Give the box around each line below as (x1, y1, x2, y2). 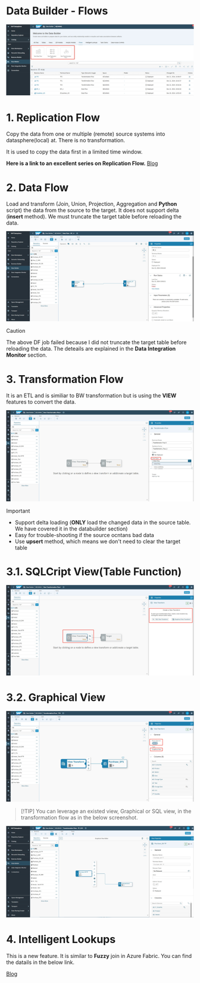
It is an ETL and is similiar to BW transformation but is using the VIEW (6, 392, 177, 400)
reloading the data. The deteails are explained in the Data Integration (6, 345, 176, 352)
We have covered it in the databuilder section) (14, 525, 128, 532)
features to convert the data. (6, 398, 76, 405)
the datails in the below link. (6, 959, 74, 966)
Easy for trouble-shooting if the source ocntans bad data (14, 531, 155, 538)
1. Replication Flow (6, 111, 100, 124)
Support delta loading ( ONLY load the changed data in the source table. (14, 519, 191, 526)
